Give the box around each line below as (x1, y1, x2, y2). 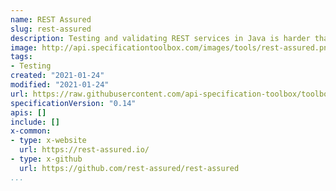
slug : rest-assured (10, 24, 92, 34)
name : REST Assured (10, 14, 92, 25)
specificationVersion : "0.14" (10, 98, 137, 108)
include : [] (10, 117, 60, 127)
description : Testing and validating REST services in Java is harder (10, 33, 311, 43)
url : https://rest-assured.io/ (19, 145, 150, 155)
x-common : (10, 126, 52, 136)
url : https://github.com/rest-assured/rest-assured (19, 163, 240, 173)
